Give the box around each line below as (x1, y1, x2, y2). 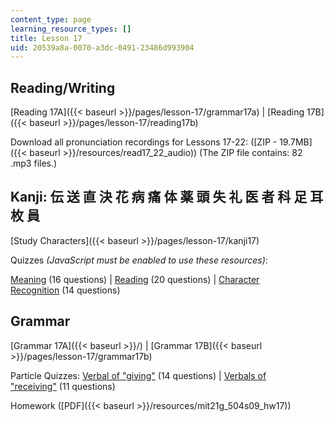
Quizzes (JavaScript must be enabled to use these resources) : (10, 254, 268, 266)
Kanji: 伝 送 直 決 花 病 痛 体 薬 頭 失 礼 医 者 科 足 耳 (10, 189, 324, 206)
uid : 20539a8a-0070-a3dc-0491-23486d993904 (10, 42, 195, 53)
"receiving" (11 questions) (10, 380, 116, 392)
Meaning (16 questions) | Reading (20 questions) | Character (10, 273, 260, 285)
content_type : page (10, 14, 92, 25)
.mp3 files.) (10, 157, 58, 170)
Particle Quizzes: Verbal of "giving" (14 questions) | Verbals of (10, 369, 267, 381)
